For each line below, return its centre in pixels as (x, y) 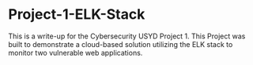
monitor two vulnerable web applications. (76, 52)
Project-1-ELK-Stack (77, 14)
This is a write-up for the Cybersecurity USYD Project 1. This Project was (127, 36)
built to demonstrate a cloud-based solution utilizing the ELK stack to (121, 44)
